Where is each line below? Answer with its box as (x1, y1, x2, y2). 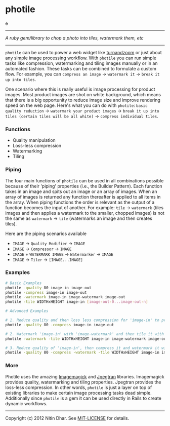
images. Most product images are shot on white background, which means (5, 91, 161, 97)
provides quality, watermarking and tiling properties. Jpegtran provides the (5, 379, 161, 385)
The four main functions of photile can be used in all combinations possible (5, 177, 164, 183)
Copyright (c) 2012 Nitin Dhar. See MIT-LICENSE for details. (5, 415, 130, 421)
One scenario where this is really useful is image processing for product (5, 86, 155, 92)
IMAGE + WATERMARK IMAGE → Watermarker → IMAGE (12, 251, 114, 257)
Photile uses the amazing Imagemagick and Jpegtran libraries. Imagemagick (5, 373, 164, 379)
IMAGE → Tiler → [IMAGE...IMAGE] (12, 256, 83, 262)
